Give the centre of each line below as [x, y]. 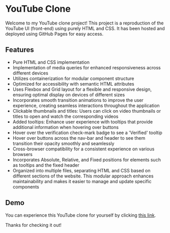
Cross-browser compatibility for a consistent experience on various [83, 149]
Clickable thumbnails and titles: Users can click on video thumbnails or [87, 111]
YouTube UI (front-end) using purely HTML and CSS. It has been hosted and [85, 28]
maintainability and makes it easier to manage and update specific [82, 181]
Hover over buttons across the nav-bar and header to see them [79, 138]
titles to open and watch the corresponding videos [65, 116]
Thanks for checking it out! [34, 225]
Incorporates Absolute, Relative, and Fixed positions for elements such [87, 160]
